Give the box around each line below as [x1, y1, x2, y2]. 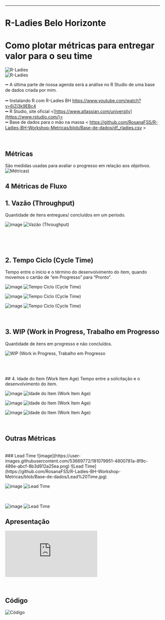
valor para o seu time [5, 50, 92, 62]
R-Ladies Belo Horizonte [5, 18, 107, 29]
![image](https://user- [36, 452, 81, 459]
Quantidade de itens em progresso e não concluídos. [5, 341, 112, 347]
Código [5, 596, 28, 605]
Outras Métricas [5, 435, 56, 443]
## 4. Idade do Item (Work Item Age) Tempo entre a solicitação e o [5, 375, 140, 381]
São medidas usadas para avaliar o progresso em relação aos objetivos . [5, 162, 151, 168]
